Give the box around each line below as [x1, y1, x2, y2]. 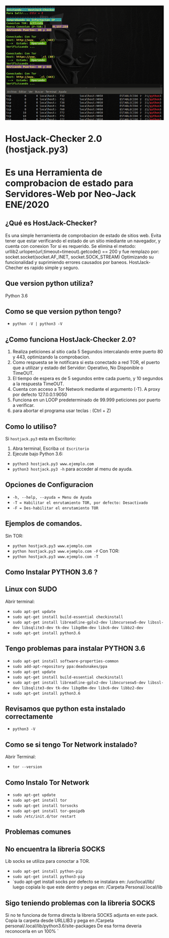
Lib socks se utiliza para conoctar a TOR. [5, 858, 91, 864]
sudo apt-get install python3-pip [12, 874, 85, 879]
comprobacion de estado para [5, 177, 134, 189]
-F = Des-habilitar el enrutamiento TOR [12, 505, 99, 510]
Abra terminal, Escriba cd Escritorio [12, 445, 90, 451]
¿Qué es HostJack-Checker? [5, 219, 97, 228]
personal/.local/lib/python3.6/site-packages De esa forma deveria [5, 923, 142, 929]
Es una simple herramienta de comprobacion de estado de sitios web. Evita [5, 232, 161, 238]
